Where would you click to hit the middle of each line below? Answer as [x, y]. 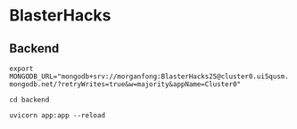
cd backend [29, 100]
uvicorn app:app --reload [57, 116]
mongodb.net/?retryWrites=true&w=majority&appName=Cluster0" [125, 85]
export [21, 69]
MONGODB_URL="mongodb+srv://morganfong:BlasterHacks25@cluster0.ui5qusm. [149, 77]
